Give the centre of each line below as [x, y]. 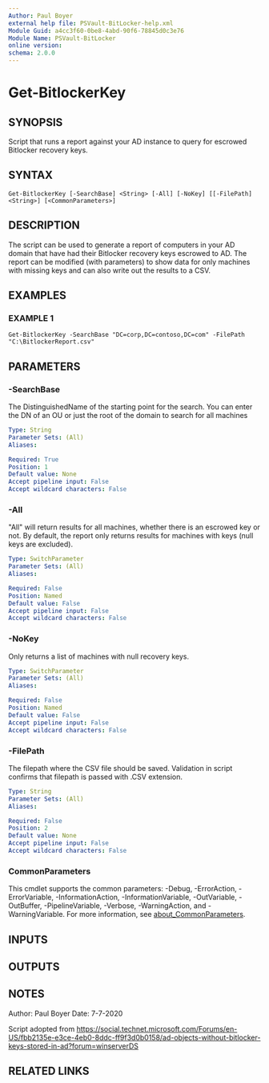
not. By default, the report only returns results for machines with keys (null [131, 536]
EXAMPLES [37, 296]
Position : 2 [28, 828]
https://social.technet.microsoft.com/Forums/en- [157, 1028]
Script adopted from [42, 1028]
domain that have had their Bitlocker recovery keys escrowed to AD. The [128, 253]
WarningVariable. [37, 915]
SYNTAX [31, 175]
